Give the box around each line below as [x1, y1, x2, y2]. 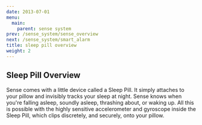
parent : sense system [17, 25, 71, 32]
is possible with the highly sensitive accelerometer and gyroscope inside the [6, 105, 196, 112]
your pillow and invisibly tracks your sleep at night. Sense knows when [6, 93, 182, 100]
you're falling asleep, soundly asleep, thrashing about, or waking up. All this [6, 99, 194, 106]
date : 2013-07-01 [6, 8, 50, 15]
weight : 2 [6, 48, 31, 54]
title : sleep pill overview [6, 43, 77, 49]
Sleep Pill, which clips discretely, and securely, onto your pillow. [6, 112, 165, 119]
